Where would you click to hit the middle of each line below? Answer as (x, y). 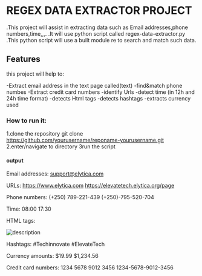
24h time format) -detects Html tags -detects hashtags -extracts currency (99, 98)
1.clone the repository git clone (45, 134)
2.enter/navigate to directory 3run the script (61, 146)
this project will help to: (35, 74)
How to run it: (27, 120)
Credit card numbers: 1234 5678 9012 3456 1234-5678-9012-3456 (90, 268)
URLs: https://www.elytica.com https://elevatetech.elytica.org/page (90, 186)
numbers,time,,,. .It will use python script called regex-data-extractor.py (96, 33)
